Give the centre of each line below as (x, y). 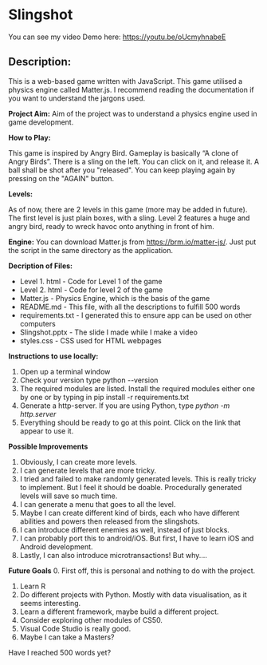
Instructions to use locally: (53, 356)
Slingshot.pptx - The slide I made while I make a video (108, 332)
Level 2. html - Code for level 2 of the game (91, 290)
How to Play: (29, 137)
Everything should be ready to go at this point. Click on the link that (130, 422)
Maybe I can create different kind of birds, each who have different (130, 513)
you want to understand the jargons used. (77, 98)
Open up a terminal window (65, 371)
